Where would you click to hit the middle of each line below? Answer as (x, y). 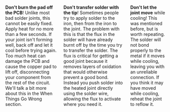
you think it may (147, 83)
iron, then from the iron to (90, 23)
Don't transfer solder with (91, 7)
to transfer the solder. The (91, 50)
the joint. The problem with (91, 29)
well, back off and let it (29, 45)
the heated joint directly (88, 88)
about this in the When (29, 94)
